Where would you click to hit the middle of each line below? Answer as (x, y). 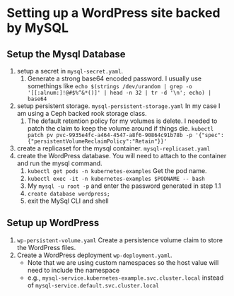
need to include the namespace (74, 270)
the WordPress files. (46, 247)
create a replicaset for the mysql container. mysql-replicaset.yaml (113, 148)
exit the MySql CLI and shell (68, 201)
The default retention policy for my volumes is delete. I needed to (122, 121)
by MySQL (37, 28)
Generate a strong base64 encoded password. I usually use (115, 78)
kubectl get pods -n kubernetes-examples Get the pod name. (117, 171)
